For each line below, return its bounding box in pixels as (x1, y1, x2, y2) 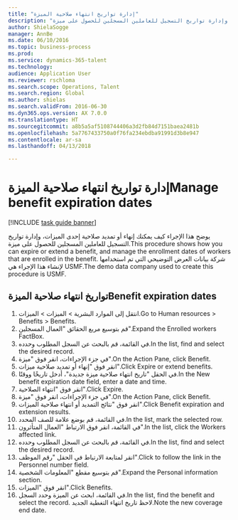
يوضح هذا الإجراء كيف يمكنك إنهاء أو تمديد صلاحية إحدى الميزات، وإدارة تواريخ (8, 232, 210, 240)
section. (18, 475, 43, 484)
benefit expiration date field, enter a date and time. (18, 377, 167, 386)
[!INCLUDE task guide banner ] (8, 218, 97, 227)
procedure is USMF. (8, 270, 67, 278)
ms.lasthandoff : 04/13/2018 (8, 143, 92, 150)
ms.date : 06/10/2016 (8, 37, 70, 44)
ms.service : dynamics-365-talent (8, 57, 107, 64)
